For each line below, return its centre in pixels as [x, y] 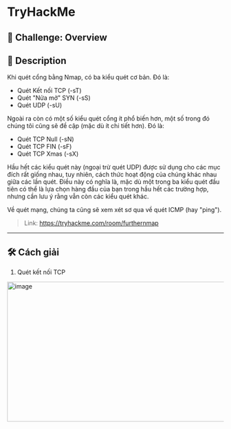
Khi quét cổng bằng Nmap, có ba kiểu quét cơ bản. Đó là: [88, 77]
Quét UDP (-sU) [40, 105]
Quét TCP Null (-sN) [45, 139]
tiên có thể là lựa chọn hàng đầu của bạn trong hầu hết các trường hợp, [108, 189]
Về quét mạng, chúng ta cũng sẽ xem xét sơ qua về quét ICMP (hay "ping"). [114, 210]
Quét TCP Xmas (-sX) [48, 154]
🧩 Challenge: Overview [57, 38]
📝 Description [37, 60]
